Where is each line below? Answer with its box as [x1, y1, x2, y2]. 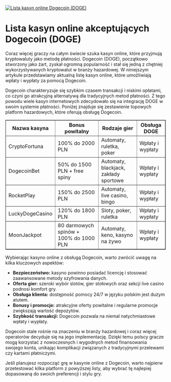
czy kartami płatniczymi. [5, 350, 56, 356]
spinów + [58, 228, 80, 235]
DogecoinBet [8, 167, 40, 174]
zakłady [101, 170, 120, 177]
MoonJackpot [8, 231, 42, 238]
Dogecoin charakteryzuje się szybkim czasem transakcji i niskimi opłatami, [5, 87, 162, 93]
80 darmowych [58, 222, 94, 229]
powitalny [64, 128, 89, 135]
